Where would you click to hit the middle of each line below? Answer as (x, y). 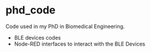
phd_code (30, 10)
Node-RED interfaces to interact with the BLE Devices (80, 44)
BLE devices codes (37, 37)
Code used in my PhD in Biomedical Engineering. (65, 26)
